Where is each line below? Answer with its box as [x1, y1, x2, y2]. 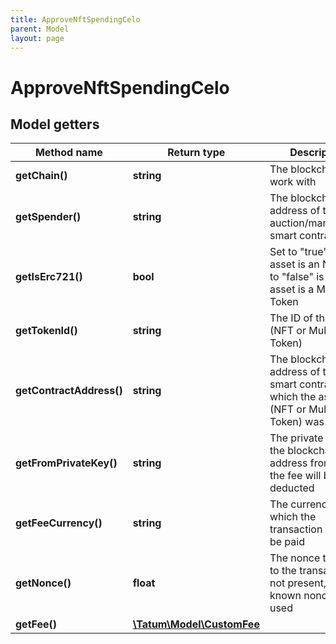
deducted [269, 481, 315, 495]
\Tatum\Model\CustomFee [132, 617, 260, 631]
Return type [167, 146, 226, 160]
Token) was [269, 415, 325, 429]
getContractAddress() [15, 384, 123, 398]
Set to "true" [269, 245, 328, 259]
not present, [269, 576, 327, 590]
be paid [269, 535, 305, 549]
